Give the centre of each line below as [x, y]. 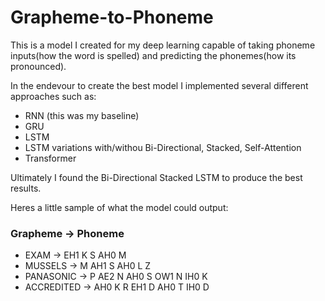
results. [26, 188]
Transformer [50, 158]
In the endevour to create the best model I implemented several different [159, 85]
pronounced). [38, 66]
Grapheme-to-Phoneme [112, 17]
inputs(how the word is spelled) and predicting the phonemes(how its [153, 55]
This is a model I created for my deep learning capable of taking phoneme [163, 45]
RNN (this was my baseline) [82, 115]
